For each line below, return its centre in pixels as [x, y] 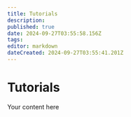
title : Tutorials [33, 14]
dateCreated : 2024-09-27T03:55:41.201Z [65, 53]
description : [26, 20]
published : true [31, 27]
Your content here [33, 106]
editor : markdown [33, 46]
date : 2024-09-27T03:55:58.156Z [54, 33]
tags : [15, 40]
